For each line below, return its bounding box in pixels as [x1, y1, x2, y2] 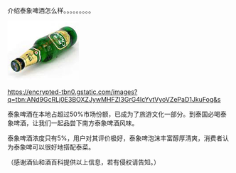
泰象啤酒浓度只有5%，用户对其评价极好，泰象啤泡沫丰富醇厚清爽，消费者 [7, 134, 223, 142]
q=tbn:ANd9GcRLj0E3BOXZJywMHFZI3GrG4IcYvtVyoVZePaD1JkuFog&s [7, 95, 221, 103]
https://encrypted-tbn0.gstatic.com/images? [7, 88, 138, 96]
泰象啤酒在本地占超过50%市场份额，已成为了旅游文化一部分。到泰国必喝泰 [7, 110, 227, 118]
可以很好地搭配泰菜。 [31, 143, 95, 151]
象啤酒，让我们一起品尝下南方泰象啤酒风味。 [7, 119, 139, 127]
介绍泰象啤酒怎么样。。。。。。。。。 [7, 6, 95, 14]
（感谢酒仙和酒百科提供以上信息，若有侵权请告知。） [7, 158, 160, 166]
